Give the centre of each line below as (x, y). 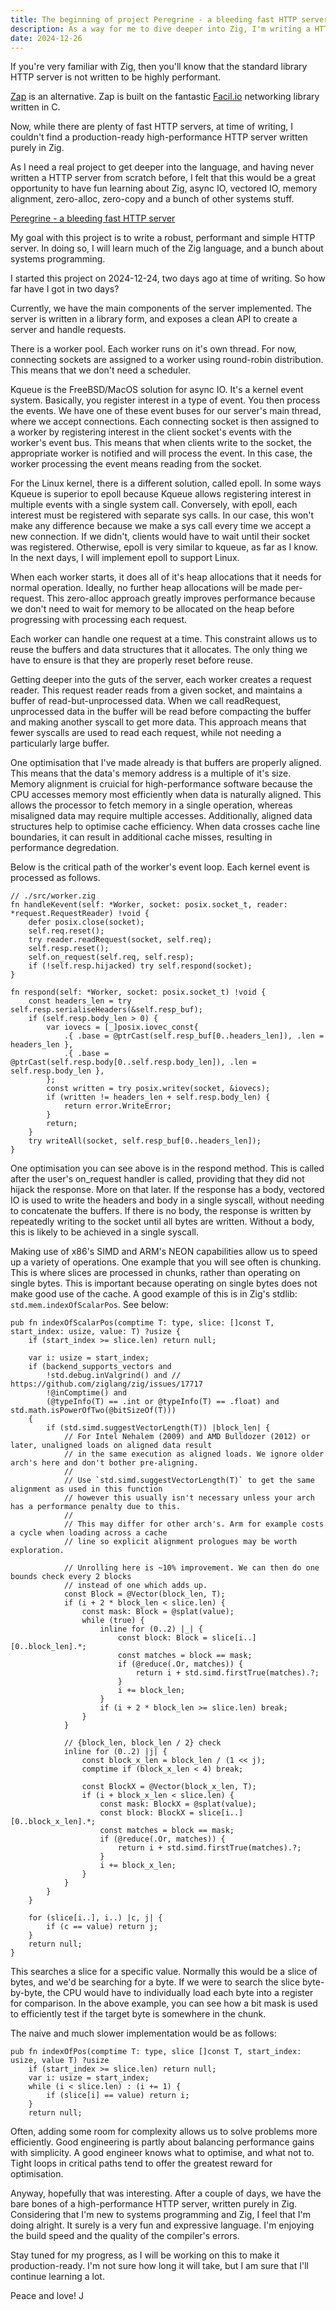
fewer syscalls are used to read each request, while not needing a (146, 733)
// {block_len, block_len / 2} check (142, 1743)
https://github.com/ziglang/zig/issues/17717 (106, 1384)
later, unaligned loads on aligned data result (111, 1446)
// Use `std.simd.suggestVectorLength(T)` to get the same (189, 1481)
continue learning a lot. (57, 2277)
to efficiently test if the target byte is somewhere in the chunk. (138, 2014)
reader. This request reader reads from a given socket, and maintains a (156, 690)
